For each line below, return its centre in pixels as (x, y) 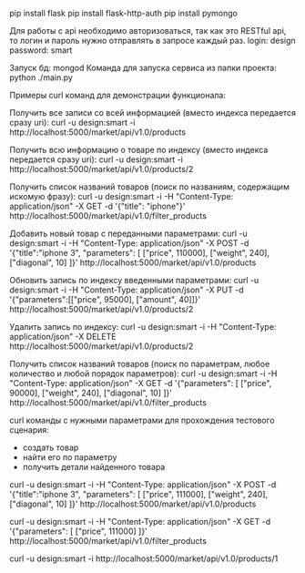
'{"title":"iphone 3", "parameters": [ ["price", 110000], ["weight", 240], (140, 253)
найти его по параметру (70, 457)
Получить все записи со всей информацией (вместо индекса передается (152, 113)
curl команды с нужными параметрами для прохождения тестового (142, 420)
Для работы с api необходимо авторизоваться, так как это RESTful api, (148, 31)
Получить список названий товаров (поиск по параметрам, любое (140, 364)
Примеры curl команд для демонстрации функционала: (117, 95)
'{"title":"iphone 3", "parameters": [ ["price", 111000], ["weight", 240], (139, 494)
